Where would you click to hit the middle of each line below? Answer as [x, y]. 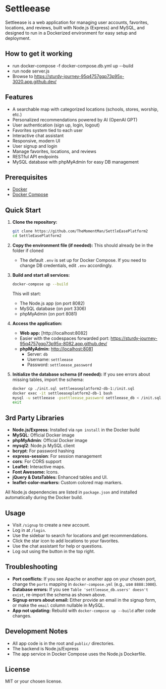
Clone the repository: [35, 222]
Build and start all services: [41, 275]
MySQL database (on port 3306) [53, 309]
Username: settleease [50, 359]
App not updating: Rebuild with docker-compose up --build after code [84, 610]
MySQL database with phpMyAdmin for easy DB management [75, 162]
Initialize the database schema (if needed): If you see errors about [81, 374]
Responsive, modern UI [36, 141]
